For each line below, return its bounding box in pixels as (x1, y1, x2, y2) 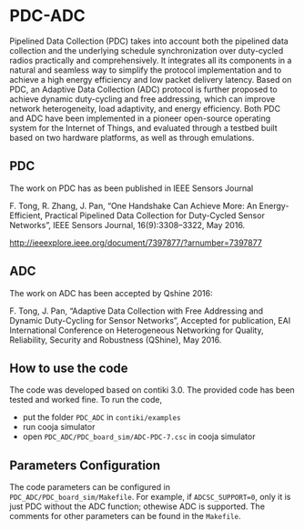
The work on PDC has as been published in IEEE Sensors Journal (9, 183, 254, 194)
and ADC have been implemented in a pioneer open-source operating (9, 113, 271, 124)
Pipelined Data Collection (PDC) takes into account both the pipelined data (9, 35, 289, 46)
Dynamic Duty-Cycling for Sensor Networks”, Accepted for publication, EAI (9, 315, 291, 325)
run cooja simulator (22, 422, 96, 433)
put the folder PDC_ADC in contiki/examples (22, 412, 181, 423)
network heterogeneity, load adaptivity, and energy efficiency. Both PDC (9, 103, 280, 114)
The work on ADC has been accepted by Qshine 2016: (9, 287, 213, 298)
